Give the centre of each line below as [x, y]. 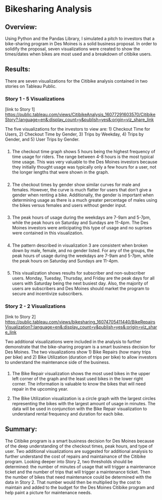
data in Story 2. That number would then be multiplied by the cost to [73, 482]
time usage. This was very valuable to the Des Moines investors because [85, 162]
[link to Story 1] [20, 109]
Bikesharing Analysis [48, 9]
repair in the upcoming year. [40, 389]
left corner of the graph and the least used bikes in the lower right [78, 379]
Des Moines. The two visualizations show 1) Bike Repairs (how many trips [78, 352]
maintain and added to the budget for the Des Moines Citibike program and [80, 487]
